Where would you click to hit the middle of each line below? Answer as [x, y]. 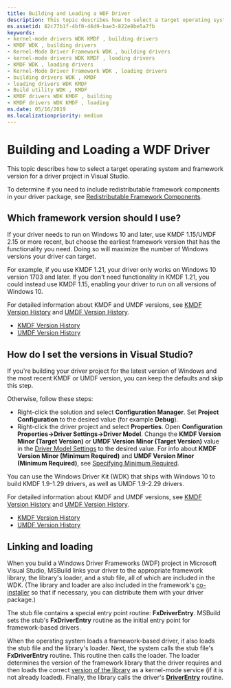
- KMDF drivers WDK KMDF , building [59, 97]
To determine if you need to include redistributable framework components [113, 189]
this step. [20, 386]
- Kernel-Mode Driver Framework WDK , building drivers [89, 52]
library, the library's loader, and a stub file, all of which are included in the [111, 578]
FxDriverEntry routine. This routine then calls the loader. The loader [103, 655]
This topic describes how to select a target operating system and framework [115, 168]
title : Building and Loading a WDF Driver [69, 13]
